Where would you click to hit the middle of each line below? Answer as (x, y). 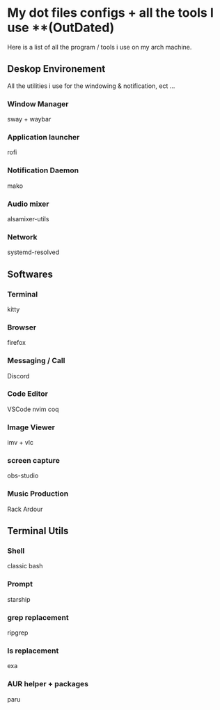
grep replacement (38, 617)
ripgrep (18, 633)
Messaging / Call (36, 361)
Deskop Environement (56, 69)
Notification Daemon (43, 170)
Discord (18, 376)
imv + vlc (20, 443)
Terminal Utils (38, 531)
